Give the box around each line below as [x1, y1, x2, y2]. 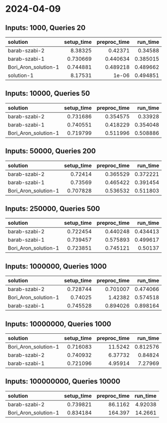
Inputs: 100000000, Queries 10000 [5, 377, 121, 386]
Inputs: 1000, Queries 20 [5, 23, 86, 32]
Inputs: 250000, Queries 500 [5, 204, 100, 213]
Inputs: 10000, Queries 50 [5, 89, 90, 98]
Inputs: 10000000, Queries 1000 [5, 320, 112, 328]
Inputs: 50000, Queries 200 [5, 147, 96, 155]
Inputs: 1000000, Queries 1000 [5, 262, 107, 271]
